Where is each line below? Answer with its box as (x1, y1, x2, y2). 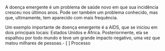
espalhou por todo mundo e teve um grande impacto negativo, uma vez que (5, 35, 160, 41)
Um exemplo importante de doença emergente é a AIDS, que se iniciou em (5, 24, 158, 30)
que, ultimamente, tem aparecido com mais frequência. (5, 15, 118, 20)
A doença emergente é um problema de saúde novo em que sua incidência (5, 4, 159, 10)
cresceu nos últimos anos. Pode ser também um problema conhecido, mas (5, 9, 158, 15)
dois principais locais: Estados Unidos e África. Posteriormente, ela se (5, 30, 149, 35)
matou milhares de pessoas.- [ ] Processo (5, 40, 91, 46)
